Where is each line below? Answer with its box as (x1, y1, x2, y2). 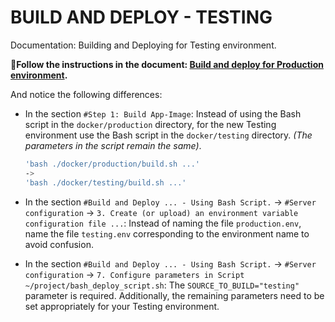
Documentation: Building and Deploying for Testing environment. (10, 39, 277, 51)
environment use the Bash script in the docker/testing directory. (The (24, 129, 313, 141)
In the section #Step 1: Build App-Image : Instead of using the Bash (24, 107, 302, 120)
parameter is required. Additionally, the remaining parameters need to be (24, 289, 325, 301)
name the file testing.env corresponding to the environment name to (24, 227, 310, 240)
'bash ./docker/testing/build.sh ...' (24, 177, 187, 188)
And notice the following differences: (10, 88, 163, 100)
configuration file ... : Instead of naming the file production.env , (24, 217, 302, 229)
